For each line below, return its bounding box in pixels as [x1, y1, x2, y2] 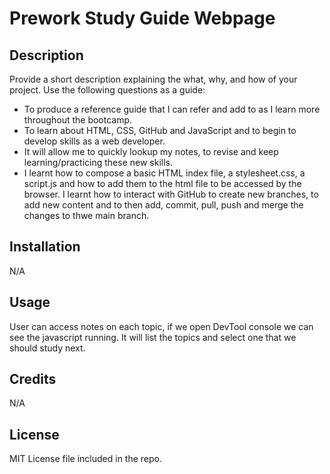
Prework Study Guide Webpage [9, 7, 276, 30]
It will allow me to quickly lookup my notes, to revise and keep [23, 146, 279, 157]
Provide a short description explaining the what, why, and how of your [9, 73, 298, 85]
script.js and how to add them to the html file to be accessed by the [23, 178, 302, 189]
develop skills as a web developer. [23, 135, 166, 147]
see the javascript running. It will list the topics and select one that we [9, 331, 297, 343]
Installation [9, 238, 81, 256]
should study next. [9, 342, 86, 354]
